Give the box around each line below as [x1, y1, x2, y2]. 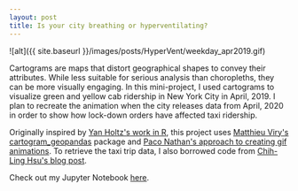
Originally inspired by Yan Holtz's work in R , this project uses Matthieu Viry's [9, 126, 289, 137]
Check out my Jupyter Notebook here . [9, 172, 150, 182]
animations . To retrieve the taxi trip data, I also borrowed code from [9, 145, 255, 156]
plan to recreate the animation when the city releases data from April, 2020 [9, 100, 284, 111]
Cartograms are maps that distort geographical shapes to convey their [9, 63, 266, 73]
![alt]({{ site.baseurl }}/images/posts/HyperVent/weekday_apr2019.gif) [9, 45, 266, 56]
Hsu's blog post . [27, 155, 87, 165]
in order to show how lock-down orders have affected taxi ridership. [9, 110, 258, 120]
